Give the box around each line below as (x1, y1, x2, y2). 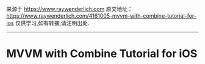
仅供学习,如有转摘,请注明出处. (15, 20, 90, 26)
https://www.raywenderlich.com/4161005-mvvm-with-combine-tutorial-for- (6, 12, 197, 20)
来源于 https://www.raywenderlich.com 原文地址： (6, 5, 133, 12)
